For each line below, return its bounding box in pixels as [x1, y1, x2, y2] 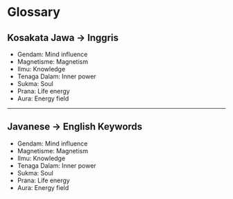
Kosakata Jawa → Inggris [7, 32, 119, 44]
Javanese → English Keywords [7, 121, 143, 132]
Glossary [7, 4, 61, 20]
